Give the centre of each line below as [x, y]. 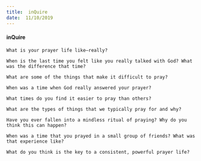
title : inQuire [27, 12]
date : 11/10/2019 [30, 18]
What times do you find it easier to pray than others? [79, 99]
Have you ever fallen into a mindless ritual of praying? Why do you [97, 120]
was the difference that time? [46, 66]
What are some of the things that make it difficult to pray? [87, 77]
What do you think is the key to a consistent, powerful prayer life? [98, 152]
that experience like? [35, 141]
